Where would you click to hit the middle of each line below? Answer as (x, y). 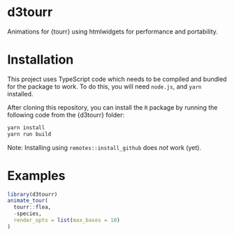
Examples (36, 176)
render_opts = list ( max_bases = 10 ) (67, 221)
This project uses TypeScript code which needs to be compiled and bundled (117, 79)
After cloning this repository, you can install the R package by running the (112, 107)
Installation (41, 60)
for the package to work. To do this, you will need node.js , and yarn (104, 86)
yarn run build (29, 134)
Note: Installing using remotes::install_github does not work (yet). (104, 147)
